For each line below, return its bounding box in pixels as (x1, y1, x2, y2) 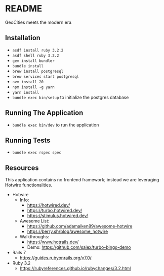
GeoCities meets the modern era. (5, 19, 73, 25)
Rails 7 (12, 250, 26, 256)
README (5, 3, 42, 14)
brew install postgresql (12, 69, 64, 74)
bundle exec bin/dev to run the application (12, 122, 99, 128)
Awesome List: (19, 218, 50, 224)
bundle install (12, 63, 44, 68)
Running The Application (5, 109, 83, 117)
